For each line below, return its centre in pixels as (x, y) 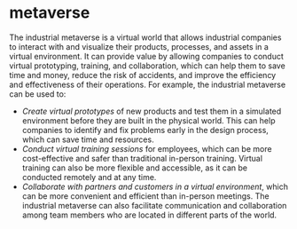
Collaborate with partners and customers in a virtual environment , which (155, 186)
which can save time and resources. (88, 139)
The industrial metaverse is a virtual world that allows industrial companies (145, 37)
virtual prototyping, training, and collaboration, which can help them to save (147, 66)
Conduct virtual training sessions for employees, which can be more (147, 148)
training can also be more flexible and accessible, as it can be (135, 168)
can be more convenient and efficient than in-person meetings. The (145, 196)
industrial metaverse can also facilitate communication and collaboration (154, 205)
